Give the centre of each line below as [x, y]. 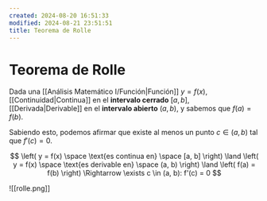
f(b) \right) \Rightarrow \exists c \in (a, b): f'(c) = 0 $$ [134, 173]
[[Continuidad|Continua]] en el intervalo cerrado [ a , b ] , [99, 100]
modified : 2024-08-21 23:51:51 [61, 23]
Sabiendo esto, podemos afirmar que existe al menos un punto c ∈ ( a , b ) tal [133, 133]
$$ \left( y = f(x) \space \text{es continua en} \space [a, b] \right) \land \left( [134, 157]
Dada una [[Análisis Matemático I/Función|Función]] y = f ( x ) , [108, 91]
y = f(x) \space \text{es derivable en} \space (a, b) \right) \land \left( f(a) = [134, 164]
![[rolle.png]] [30, 188]
